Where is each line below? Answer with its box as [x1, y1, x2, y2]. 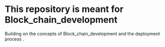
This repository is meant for [5, 3, 124, 15]
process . [5, 36, 24, 42]
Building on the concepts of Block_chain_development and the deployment [5, 30, 160, 36]
